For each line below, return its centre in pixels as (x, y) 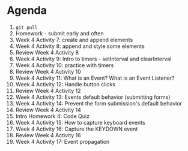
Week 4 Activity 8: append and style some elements (80, 46)
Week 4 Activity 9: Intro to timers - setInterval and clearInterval (93, 59)
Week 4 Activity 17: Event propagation (62, 141)
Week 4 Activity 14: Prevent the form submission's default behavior (99, 103)
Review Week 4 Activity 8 (47, 52)
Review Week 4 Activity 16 (48, 135)
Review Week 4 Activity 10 (48, 71)
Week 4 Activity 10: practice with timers (65, 65)
